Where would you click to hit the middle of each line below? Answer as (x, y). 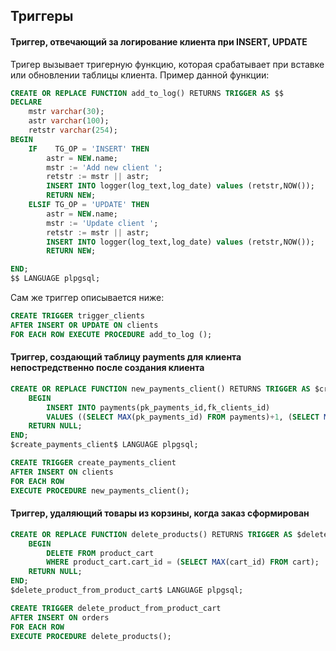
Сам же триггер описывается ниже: (87, 298)
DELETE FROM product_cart (100, 553)
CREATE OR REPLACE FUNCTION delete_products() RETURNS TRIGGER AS (151, 534)
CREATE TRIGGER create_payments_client (93, 463)
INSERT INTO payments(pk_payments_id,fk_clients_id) (158, 407)
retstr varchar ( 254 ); (73, 130)
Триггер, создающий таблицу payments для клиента (126, 357)
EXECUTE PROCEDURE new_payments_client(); (100, 490)
